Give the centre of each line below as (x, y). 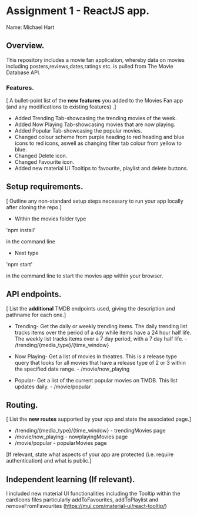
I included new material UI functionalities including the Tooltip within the (93, 494)
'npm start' (19, 264)
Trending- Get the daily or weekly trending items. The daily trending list (101, 326)
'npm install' (21, 230)
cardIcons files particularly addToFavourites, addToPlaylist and (82, 500)
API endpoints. (34, 294)
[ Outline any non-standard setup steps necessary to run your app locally (95, 201)
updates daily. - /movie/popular (53, 387)
